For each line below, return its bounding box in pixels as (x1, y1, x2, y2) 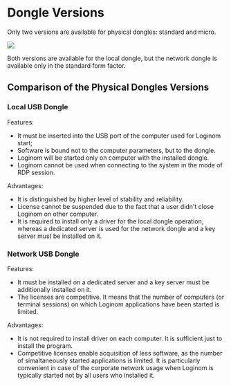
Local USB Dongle (7, 102, 68, 112)
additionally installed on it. (17, 285, 92, 293)
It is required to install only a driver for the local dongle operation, (17, 217, 204, 226)
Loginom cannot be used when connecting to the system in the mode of (17, 160, 223, 169)
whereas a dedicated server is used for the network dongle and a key (17, 224, 216, 232)
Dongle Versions (7, 5, 105, 21)
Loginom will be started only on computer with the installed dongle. (17, 154, 210, 162)
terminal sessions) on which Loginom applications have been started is (17, 300, 220, 309)
